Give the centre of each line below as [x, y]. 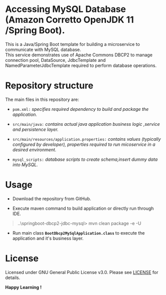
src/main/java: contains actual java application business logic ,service [86, 124]
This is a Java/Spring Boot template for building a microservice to [72, 44]
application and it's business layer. [48, 238]
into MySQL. [25, 164]
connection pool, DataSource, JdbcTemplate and [55, 60]
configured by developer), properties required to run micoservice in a [84, 144]
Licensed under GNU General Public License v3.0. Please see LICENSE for [82, 272]
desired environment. [34, 149]
